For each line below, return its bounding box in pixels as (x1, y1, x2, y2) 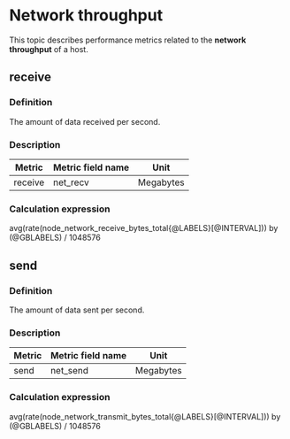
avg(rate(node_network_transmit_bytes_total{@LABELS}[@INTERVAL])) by (9, 411, 281, 421)
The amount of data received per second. (9, 116, 161, 127)
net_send (50, 365, 88, 377)
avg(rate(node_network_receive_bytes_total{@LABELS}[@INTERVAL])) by (9, 223, 279, 234)
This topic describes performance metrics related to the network (9, 35, 247, 45)
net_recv (52, 176, 90, 189)
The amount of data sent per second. (9, 304, 145, 315)
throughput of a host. (9, 43, 88, 54)
